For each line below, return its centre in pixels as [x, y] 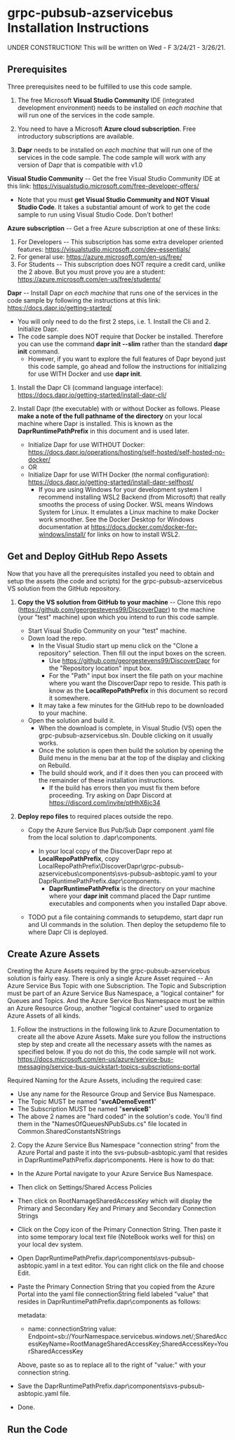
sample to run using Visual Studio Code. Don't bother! [95, 214]
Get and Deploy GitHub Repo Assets [88, 556]
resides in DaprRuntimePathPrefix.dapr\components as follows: [109, 1302]
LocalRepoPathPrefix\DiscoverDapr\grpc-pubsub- [111, 866]
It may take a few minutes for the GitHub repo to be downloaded [131, 705]
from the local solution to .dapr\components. [92, 837]
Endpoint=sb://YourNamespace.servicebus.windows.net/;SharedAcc [128, 1337]
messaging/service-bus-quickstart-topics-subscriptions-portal [108, 1067]
